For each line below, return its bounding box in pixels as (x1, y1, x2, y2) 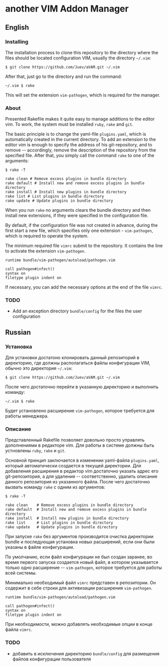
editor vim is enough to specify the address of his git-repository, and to (5, 142, 152, 148)
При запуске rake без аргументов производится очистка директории (5, 534, 154, 540)
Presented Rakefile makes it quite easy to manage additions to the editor (5, 116, 155, 122)
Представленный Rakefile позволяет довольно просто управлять (5, 437, 144, 443)
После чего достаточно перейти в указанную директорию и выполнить (5, 384, 159, 390)
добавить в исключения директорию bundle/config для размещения (12, 650, 159, 656)
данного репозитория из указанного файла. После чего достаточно (5, 479, 150, 485)
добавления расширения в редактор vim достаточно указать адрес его (5, 468, 159, 474)
